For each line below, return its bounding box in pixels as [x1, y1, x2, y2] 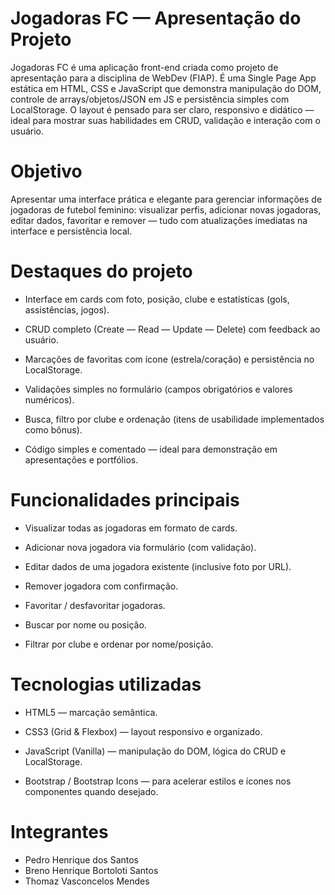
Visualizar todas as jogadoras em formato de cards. [24, 522, 238, 534]
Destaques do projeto [10, 260, 193, 283]
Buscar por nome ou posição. [24, 618, 147, 631]
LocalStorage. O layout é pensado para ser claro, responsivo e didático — [10, 103, 315, 116]
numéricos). [24, 393, 75, 406]
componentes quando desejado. [24, 785, 159, 797]
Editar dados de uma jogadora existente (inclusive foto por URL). [24, 560, 292, 572]
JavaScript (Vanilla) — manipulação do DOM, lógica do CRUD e [24, 745, 287, 757]
